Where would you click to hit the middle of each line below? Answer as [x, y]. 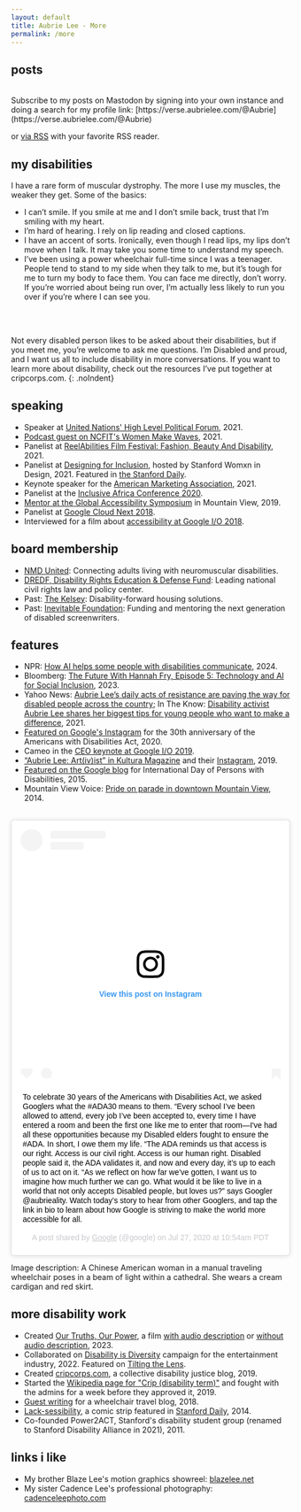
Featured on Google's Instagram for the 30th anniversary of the [139, 732]
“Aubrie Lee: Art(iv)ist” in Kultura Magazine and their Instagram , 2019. [150, 760]
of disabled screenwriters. [71, 617]
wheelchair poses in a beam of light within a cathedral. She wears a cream [147, 1277]
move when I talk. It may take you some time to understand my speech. [154, 250]
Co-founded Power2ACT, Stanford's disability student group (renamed [153, 1420]
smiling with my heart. [64, 221]
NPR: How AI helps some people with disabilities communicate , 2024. [150, 667]
